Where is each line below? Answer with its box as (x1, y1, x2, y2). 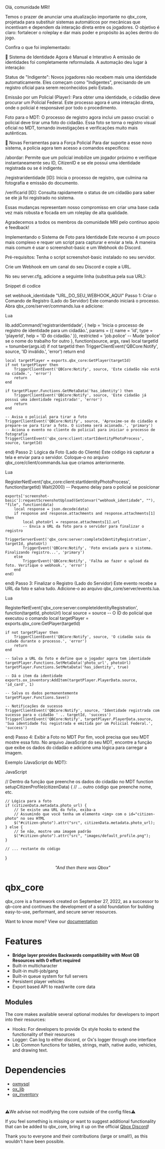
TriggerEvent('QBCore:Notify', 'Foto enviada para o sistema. (23, 546, 153, 550)
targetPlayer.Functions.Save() (5, 695, 69, 700)
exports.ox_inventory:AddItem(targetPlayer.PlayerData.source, (5, 678, 138, 683)
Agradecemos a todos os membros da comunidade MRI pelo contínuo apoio (5, 219, 160, 225)
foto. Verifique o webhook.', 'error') (5, 563, 87, 568)
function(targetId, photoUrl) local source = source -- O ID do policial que (5, 610, 153, 616)
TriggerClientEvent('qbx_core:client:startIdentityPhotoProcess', (5, 436, 144, 441)
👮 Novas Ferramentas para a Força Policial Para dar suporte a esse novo (5, 140, 152, 146)
